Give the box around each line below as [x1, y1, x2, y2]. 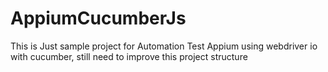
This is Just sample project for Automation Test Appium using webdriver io [10, 40, 318, 52]
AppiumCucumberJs [10, 7, 187, 30]
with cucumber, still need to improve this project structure [10, 50, 248, 62]
